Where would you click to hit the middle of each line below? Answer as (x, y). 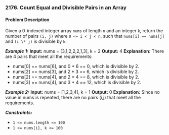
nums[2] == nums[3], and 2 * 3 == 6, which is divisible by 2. (76, 72)
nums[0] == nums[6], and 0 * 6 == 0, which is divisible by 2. (76, 66)
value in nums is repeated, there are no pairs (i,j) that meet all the (73, 98)
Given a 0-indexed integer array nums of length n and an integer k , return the (84, 31)
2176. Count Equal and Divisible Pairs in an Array (66, 8)
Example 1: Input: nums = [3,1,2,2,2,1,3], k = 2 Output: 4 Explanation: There (85, 51)
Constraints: (19, 113)
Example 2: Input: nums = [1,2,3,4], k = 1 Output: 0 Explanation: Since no (83, 92)
